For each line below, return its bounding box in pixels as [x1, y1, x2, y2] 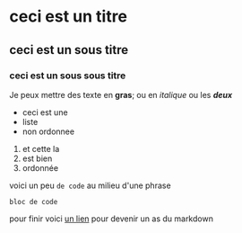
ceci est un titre [9, 6, 128, 27]
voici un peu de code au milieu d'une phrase [9, 180, 172, 191]
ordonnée [22, 162, 59, 173]
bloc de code [9, 197, 58, 206]
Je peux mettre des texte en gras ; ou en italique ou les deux [9, 89, 233, 100]
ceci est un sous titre [9, 42, 129, 58]
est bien [22, 153, 53, 164]
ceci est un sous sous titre [9, 69, 126, 82]
